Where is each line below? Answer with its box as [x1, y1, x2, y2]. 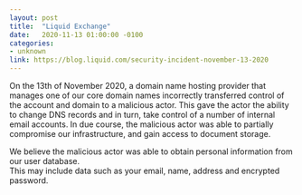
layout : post [9, 13, 59, 23]
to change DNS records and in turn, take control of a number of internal [9, 110, 276, 120]
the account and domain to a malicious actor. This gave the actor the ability [9, 100, 289, 110]
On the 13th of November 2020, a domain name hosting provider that [9, 81, 267, 91]
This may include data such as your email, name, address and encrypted [9, 165, 280, 176]
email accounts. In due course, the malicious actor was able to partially [9, 119, 274, 130]
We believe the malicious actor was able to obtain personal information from [9, 146, 294, 157]
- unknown [9, 47, 47, 56]
